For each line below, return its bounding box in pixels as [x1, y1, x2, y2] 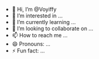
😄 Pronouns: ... [11, 40, 51, 48]
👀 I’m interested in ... [11, 12, 63, 19]
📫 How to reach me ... [11, 32, 68, 39]
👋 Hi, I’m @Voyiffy [11, 6, 57, 13]
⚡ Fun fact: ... [11, 47, 45, 54]
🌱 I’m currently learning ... [11, 19, 76, 25]
